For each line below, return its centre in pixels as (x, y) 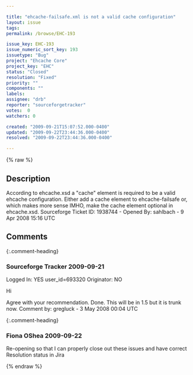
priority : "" (22, 83)
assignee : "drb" (26, 100)
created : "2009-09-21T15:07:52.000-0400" (58, 127)
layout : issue (24, 22)
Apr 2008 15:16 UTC (30, 218)
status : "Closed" (28, 72)
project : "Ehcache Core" (37, 61)
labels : (16, 94)
